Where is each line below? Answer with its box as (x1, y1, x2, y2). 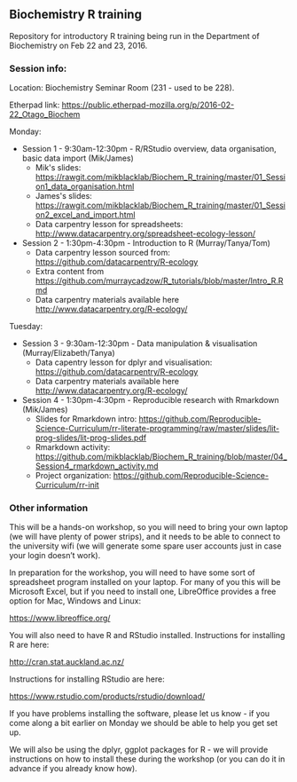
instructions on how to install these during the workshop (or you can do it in (9, 754, 285, 764)
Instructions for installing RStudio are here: (9, 674, 166, 684)
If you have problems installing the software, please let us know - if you (9, 708, 270, 719)
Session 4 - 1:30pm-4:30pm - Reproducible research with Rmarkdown (21, 395, 279, 406)
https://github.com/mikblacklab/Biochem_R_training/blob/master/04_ (35, 452, 288, 462)
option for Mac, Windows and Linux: (9, 596, 142, 606)
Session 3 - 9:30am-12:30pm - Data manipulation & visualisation (21, 338, 258, 349)
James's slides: (35, 191, 93, 201)
